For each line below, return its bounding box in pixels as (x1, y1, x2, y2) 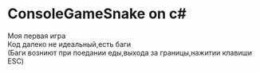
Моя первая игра (7, 31, 66, 40)
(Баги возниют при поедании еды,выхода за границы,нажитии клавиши (7, 48, 253, 57)
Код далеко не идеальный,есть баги (7, 39, 132, 48)
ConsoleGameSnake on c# (7, 5, 187, 23)
